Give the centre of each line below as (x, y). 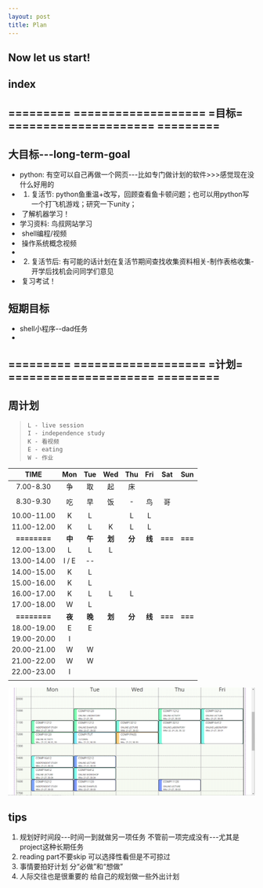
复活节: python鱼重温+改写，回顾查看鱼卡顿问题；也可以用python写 (140, 194)
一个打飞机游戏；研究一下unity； (84, 204)
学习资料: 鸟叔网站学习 (56, 224)
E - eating (45, 449)
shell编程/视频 (44, 234)
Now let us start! (49, 58)
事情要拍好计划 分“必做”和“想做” (71, 867)
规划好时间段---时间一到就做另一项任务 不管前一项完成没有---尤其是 (130, 837)
